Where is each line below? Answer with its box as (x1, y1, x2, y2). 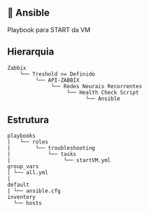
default (7, 181, 30, 189)
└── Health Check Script (66, 89, 139, 96)
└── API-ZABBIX (35, 76, 80, 84)
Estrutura (7, 114, 50, 126)
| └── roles (7, 139, 49, 146)
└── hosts (13, 200, 42, 207)
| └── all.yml (7, 169, 49, 176)
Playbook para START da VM (7, 25, 91, 34)
